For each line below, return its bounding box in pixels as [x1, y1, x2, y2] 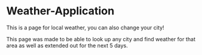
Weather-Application [6, 4, 115, 18]
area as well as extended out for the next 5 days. [6, 42, 129, 49]
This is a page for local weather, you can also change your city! [6, 24, 165, 31]
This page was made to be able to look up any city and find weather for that [6, 35, 196, 42]
